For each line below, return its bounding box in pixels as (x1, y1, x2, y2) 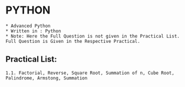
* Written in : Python (5, 28, 61, 34)
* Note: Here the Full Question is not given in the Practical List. (5, 33, 180, 39)
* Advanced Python (5, 23, 51, 29)
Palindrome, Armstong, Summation (5, 75, 88, 81)
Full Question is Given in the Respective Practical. (5, 38, 141, 44)
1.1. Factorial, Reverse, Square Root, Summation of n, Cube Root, (5, 70, 175, 76)
